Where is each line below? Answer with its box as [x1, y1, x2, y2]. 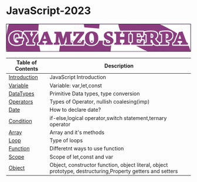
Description [104, 62, 134, 69]
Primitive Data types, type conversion [49, 90, 140, 97]
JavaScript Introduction [49, 74, 107, 81]
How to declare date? [49, 107, 101, 114]
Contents [15, 66, 39, 73]
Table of [16, 59, 37, 66]
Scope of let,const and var [49, 153, 113, 160]
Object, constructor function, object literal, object [49, 161, 168, 168]
